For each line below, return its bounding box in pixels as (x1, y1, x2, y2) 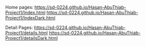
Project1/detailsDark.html (5, 35, 58, 41)
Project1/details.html (5, 30, 48, 35)
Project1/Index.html (5, 9, 46, 15)
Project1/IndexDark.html (5, 15, 56, 20)
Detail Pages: (5, 24, 33, 30)
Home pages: (5, 4, 34, 10)
